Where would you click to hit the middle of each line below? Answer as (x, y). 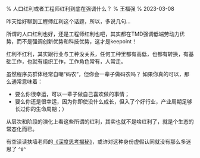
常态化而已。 (22, 129)
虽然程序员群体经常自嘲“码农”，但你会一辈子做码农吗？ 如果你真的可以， (95, 74)
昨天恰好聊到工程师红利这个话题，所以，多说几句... (68, 21)
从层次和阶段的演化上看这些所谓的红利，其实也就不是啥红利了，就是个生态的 (100, 121)
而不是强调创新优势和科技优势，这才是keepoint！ (76, 41)
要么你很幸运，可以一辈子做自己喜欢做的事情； (72, 94)
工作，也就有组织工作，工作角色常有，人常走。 (68, 61)
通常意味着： (27, 81)
